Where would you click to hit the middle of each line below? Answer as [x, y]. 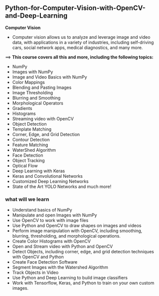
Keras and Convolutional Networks [47, 176]
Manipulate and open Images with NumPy [55, 215]
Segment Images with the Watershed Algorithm [60, 268]
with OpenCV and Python [38, 257]
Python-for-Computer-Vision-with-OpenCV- [75, 8]
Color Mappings [29, 82]
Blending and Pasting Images [42, 87]
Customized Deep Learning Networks [50, 181]
